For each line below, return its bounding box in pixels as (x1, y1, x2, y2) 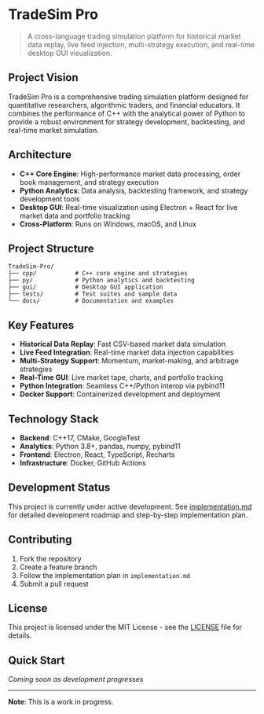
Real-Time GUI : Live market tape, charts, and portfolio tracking (19, 373, 224, 382)
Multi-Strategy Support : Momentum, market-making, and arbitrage (19, 356, 240, 366)
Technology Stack (8, 412, 99, 425)
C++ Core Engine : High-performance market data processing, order (19, 169, 241, 178)
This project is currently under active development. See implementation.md (8, 502, 252, 511)
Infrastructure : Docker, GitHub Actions (19, 458, 147, 467)
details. (8, 631, 32, 640)
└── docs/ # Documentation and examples (8, 297, 174, 305)
